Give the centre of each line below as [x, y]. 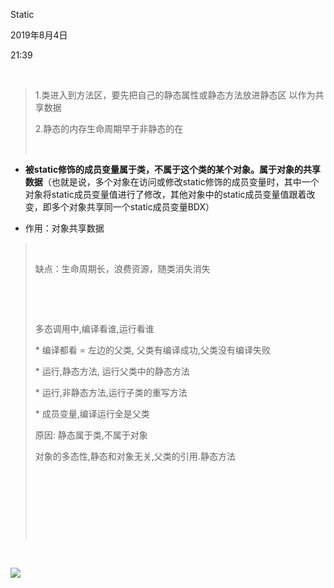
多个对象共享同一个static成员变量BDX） [133, 207]
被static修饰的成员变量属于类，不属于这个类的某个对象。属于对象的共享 [173, 169]
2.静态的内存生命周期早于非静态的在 [109, 128]
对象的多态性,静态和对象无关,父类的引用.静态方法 [135, 456]
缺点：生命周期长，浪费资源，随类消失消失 [122, 268]
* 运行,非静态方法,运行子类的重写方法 [111, 392]
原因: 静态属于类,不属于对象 [91, 435]
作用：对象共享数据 [64, 228]
